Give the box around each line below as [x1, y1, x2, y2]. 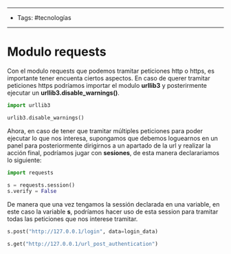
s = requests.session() [7, 181, 76, 189]
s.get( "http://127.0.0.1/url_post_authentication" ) [7, 241, 158, 248]
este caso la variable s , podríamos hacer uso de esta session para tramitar [7, 207, 219, 216]
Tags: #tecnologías [16, 14, 71, 21]
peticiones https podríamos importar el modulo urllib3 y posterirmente [7, 81, 208, 89]
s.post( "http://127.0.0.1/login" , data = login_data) [7, 228, 158, 235]
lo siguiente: [7, 156, 42, 164]
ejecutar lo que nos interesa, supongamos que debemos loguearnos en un [7, 134, 219, 142]
